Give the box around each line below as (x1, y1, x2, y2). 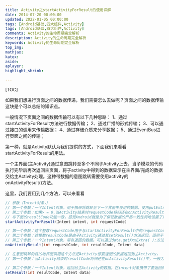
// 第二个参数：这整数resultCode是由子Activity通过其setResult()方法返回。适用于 (5, 233, 163, 238)
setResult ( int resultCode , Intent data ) (5, 270, 92, 275)
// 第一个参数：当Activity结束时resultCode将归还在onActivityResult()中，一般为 (5, 256, 164, 261)
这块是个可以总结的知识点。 (5, 103, 63, 109)
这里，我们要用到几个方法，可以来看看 (5, 190, 84, 196)
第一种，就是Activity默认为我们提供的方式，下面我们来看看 (5, 144, 127, 149)
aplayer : (5, 64, 24, 69)
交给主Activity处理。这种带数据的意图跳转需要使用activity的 (5, 174, 129, 179)
